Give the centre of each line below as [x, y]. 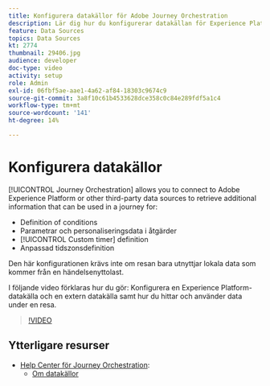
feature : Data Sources [46, 31]
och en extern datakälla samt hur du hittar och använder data [141, 296]
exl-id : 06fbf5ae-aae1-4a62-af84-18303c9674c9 [88, 90]
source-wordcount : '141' [50, 113]
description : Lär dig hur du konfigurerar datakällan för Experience [127, 23]
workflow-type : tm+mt [45, 105]
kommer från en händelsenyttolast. [66, 272]
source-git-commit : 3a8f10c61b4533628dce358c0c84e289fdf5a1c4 [115, 98]
